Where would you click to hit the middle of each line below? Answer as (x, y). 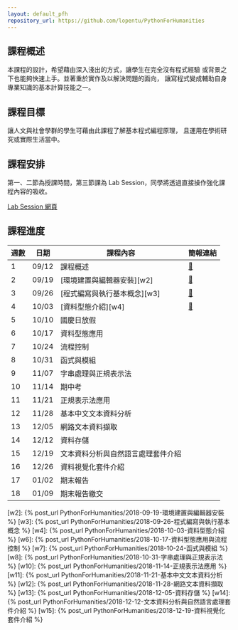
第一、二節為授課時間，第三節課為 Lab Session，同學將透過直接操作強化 (113, 182)
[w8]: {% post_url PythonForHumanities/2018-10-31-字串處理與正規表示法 (115, 557)
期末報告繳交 (82, 493)
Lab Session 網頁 (33, 206)
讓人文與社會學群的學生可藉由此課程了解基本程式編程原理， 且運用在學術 (114, 131)
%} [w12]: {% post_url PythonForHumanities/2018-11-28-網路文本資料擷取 (115, 584)
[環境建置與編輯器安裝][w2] (107, 280)
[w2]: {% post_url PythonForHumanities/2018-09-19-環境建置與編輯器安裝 (116, 513)
